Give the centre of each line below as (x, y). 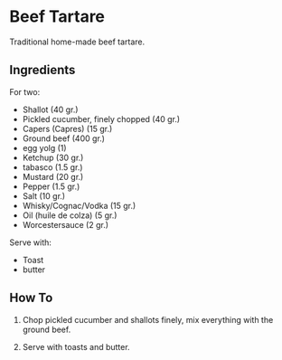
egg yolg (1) (44, 147)
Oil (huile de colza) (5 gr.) (70, 215)
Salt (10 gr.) (44, 195)
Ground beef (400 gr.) (64, 138)
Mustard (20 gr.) (53, 176)
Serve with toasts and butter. (76, 346)
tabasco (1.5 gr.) (52, 167)
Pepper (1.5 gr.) (51, 186)
